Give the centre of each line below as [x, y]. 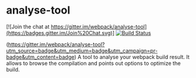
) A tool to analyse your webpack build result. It [132, 57]
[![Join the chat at [28, 27]
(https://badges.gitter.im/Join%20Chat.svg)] [60, 32]
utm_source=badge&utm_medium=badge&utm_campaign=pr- [82, 50]
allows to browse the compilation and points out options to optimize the [94, 63]
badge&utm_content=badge [40, 57]
